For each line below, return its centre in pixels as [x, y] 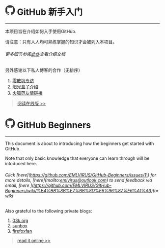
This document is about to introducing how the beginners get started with [80, 143]
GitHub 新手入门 [50, 12]
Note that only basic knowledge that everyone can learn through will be [77, 158]
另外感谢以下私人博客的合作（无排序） [44, 70]
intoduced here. [21, 164]
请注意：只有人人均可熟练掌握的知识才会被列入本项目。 [61, 41]
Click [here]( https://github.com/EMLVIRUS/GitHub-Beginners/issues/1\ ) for [81, 175]
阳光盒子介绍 [25, 87]
